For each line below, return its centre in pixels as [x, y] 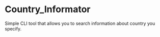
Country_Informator [48, 9]
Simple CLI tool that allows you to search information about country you [80, 23]
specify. [13, 28]
